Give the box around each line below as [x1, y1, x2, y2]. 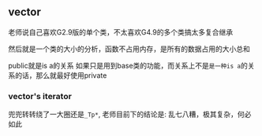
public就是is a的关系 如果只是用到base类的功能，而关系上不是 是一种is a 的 [8, 61, 249, 70]
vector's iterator [8, 90, 73, 101]
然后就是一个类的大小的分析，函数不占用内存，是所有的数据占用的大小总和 [8, 44, 250, 53]
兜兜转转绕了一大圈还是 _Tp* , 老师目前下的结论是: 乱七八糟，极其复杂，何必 [8, 109, 252, 119]
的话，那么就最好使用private [14, 70, 107, 80]
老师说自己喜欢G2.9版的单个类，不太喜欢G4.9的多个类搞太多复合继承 [8, 27, 234, 37]
